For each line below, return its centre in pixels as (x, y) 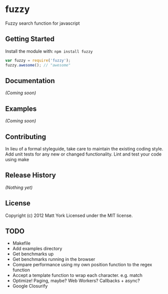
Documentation (30, 81)
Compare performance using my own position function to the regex (82, 265)
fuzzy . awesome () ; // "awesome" (38, 65)
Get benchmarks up (33, 254)
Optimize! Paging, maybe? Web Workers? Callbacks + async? (76, 281)
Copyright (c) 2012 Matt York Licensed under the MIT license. (69, 215)
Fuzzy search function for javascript (43, 23)
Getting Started (30, 39)
